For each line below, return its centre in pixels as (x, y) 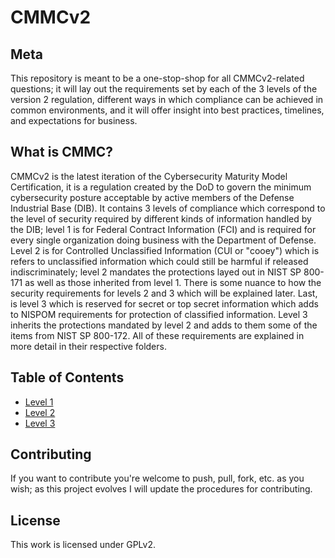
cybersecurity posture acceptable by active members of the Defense (152, 197)
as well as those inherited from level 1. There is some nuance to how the (173, 282)
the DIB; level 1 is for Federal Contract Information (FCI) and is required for (163, 229)
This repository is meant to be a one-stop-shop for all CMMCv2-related (157, 78)
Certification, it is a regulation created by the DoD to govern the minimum (161, 187)
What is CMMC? (62, 152)
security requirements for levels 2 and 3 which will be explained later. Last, (164, 293)
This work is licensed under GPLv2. (83, 545)
